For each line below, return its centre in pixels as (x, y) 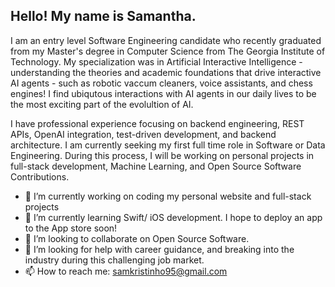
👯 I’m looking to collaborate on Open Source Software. (137, 238)
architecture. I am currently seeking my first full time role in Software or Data (168, 145)
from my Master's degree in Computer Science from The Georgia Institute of (168, 51)
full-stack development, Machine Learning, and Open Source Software (156, 166)
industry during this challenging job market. (114, 260)
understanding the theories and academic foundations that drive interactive (166, 72)
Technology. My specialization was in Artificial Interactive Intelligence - (156, 61)
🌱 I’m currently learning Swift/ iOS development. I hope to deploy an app (173, 217)
